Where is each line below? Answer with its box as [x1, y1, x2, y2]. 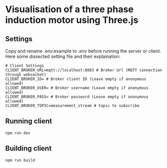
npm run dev [5, 130, 30, 136]
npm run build [5, 157, 36, 163]
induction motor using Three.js [5, 14, 139, 26]
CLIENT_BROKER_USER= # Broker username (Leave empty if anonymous [5, 85, 149, 90]
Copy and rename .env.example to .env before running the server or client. [5, 48, 161, 54]
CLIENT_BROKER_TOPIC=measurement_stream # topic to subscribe [5, 103, 140, 108]
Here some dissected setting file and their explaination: [5, 53, 121, 59]
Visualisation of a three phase [5, 4, 134, 15]
